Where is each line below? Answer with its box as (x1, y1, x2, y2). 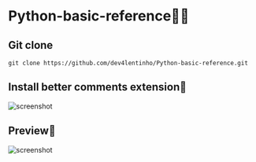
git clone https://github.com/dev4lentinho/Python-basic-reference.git (8, 59, 248, 67)
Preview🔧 (8, 124, 56, 138)
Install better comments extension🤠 (8, 80, 187, 94)
